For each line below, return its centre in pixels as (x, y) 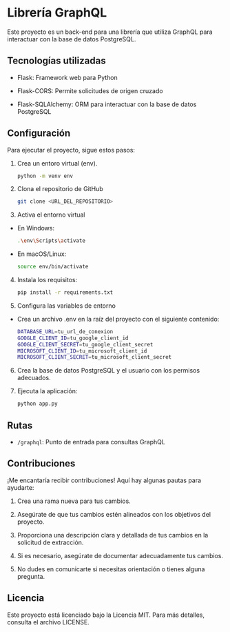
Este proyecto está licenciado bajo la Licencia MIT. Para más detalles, (106, 615)
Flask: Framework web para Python (67, 77)
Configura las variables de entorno (66, 306)
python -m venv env (45, 176)
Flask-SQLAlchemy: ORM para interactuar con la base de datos (107, 104)
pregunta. (31, 576)
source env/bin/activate (53, 267)
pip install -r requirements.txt (65, 293)
